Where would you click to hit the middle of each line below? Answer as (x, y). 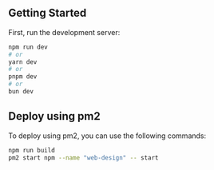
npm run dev (28, 47)
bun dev (21, 92)
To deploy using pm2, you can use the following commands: (107, 136)
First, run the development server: (64, 32)
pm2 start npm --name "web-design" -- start (83, 158)
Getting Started (48, 13)
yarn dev (23, 62)
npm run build (32, 150)
